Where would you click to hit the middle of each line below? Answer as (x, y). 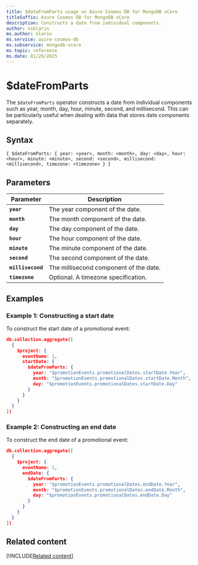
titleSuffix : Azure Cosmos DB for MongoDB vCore (68, 17)
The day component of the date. (94, 229)
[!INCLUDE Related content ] (40, 556)
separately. (20, 121)
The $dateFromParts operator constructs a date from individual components (99, 102)
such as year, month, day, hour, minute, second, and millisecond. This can (97, 109)
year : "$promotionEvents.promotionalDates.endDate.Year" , (106, 484)
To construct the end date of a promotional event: (67, 440)
